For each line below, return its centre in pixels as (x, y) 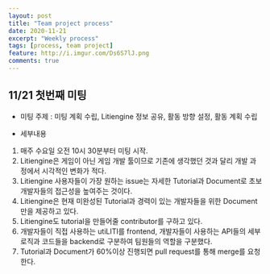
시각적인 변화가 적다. (74, 171)
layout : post (30, 16)
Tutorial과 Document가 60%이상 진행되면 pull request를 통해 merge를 (133, 251)
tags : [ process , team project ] (61, 46)
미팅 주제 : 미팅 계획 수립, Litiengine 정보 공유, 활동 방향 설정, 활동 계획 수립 (139, 116)
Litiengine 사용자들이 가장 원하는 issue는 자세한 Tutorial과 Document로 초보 (141, 181)
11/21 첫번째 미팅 (48, 95)
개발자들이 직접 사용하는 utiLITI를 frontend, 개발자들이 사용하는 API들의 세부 (140, 231)
